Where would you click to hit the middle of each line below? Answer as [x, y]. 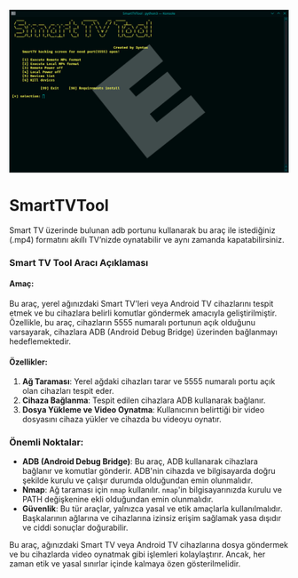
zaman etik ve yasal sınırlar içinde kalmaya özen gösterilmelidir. [125, 564]
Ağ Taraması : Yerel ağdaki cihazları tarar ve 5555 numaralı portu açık [149, 381]
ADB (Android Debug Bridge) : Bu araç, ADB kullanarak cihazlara [140, 462]
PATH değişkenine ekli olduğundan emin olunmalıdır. [118, 500]
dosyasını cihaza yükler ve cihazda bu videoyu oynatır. [122, 420]
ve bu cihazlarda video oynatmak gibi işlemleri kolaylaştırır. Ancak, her [137, 554]
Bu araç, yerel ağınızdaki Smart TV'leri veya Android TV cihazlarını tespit [141, 303]
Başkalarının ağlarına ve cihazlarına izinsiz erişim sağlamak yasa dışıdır [152, 518]
